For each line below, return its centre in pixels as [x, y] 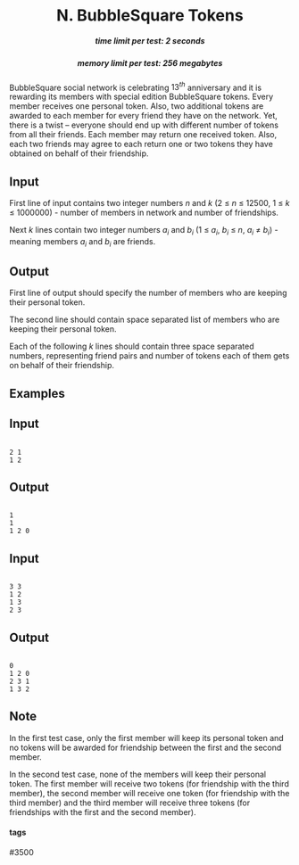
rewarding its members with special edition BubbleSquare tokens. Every [141, 97]
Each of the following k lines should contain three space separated [132, 346]
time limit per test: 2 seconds [150, 40]
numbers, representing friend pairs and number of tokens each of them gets [149, 356]
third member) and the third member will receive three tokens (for [130, 803]
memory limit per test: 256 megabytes [150, 63]
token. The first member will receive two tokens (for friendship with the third [149, 783]
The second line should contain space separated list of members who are [145, 320]
